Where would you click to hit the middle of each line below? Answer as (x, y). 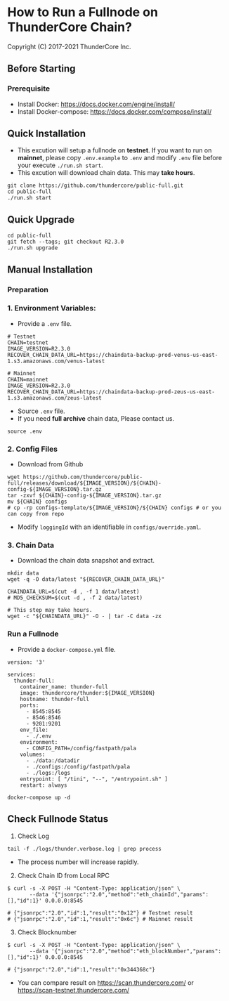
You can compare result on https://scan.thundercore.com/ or (106, 982)
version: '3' (26, 662)
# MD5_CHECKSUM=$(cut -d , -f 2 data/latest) (75, 598)
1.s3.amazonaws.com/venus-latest (56, 361)
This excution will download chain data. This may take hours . (106, 173)
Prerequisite (29, 89)
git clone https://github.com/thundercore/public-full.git (96, 186)
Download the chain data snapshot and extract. (86, 561)
